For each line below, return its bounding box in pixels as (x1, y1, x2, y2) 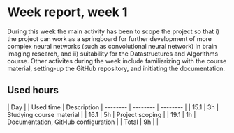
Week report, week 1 (7, 4, 128, 20)
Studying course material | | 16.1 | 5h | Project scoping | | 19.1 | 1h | (7, 110, 196, 118)
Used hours (7, 84, 59, 96)
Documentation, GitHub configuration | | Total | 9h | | (7, 118, 159, 126)
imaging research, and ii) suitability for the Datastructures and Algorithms (7, 49, 219, 58)
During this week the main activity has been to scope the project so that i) (7, 27, 220, 36)
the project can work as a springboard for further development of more (7, 34, 212, 42)
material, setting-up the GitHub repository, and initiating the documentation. (7, 64, 226, 72)
